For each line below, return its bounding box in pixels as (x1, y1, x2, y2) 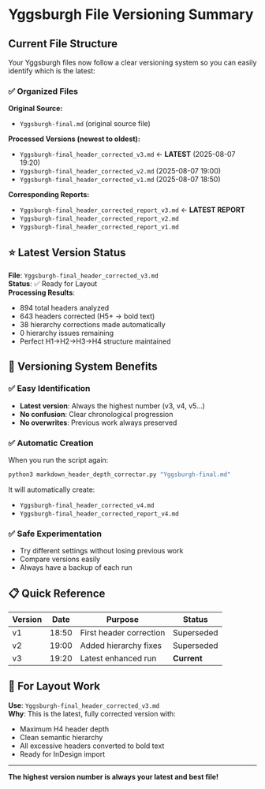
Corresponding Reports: (8, 190, 90, 199)
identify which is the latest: (8, 66, 96, 76)
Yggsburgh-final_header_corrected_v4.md (19, 501, 155, 509)
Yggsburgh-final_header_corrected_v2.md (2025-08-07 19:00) (19, 166, 222, 176)
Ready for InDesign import (19, 749, 106, 758)
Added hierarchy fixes (80, 640, 162, 651)
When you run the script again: (8, 456, 109, 465)
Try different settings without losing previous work (19, 546, 184, 556)
